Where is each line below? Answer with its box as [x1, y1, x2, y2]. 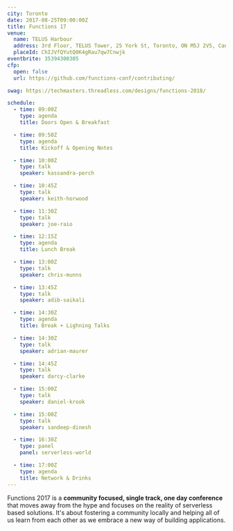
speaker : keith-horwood [19, 195, 89, 202]
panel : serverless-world [19, 449, 92, 456]
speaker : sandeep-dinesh [19, 424, 92, 430]
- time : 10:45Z [13, 182, 58, 189]
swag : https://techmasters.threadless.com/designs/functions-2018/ [7, 87, 207, 94]
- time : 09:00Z [13, 106, 58, 113]
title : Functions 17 [7, 23, 67, 30]
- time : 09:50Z [13, 131, 58, 139]
